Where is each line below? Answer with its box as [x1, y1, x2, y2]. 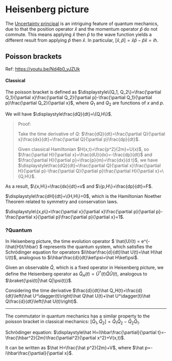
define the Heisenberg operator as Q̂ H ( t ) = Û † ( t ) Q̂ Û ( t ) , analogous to [5, 270, 147, 278]
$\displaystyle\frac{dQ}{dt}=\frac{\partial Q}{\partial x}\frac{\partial [17, 162, 161, 168]
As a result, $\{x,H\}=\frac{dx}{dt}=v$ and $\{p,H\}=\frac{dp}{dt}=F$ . [5, 183, 153, 189]
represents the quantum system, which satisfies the [43, 244, 153, 250]
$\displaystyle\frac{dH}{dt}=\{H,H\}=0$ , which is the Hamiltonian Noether [5, 193, 162, 199]
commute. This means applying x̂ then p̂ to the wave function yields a [5, 31, 152, 37]
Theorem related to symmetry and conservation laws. [5, 198, 119, 205]
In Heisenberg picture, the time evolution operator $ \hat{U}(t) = [5, 238, 140, 244]
